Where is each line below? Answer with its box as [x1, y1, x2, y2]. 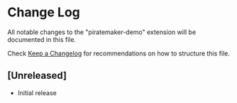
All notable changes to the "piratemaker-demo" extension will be [7, 28, 197, 36]
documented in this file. [7, 35, 77, 43]
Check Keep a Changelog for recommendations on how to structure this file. [7, 49, 231, 58]
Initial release [17, 88, 57, 97]
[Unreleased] [7, 70, 67, 82]
